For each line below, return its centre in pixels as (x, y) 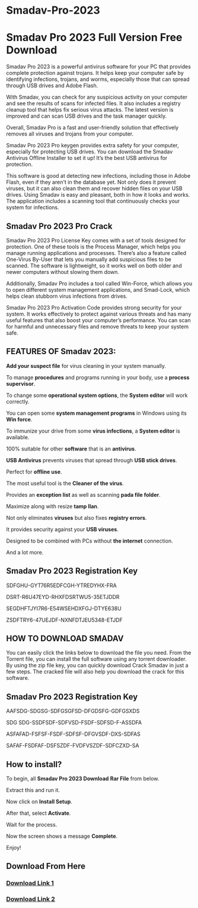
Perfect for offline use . (34, 472)
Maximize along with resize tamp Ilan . (52, 506)
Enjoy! (14, 848)
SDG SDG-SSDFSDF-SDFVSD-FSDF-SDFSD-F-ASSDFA (74, 723)
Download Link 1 (30, 883)
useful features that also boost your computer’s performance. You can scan (98, 320)
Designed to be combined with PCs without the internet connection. (90, 541)
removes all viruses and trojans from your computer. (70, 134)
